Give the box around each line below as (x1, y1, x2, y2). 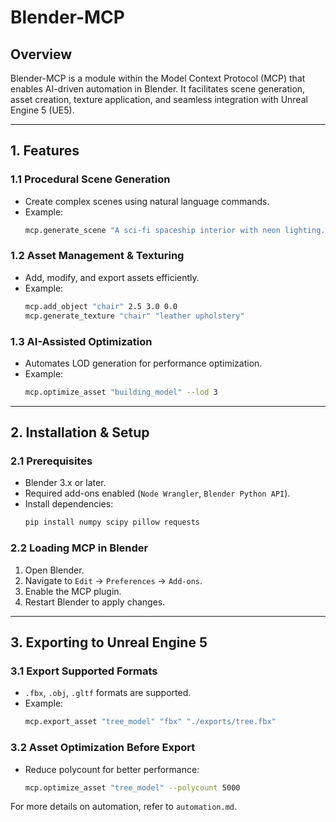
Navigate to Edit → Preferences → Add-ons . (24, 574, 203, 586)
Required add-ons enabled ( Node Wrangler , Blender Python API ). (24, 487, 291, 500)
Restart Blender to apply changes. (24, 596, 166, 608)
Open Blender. (24, 564, 85, 576)
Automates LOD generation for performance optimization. (24, 357, 263, 369)
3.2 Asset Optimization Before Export (10, 741, 196, 755)
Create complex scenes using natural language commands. (24, 195, 270, 207)
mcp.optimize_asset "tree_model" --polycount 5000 (24, 782, 241, 793)
